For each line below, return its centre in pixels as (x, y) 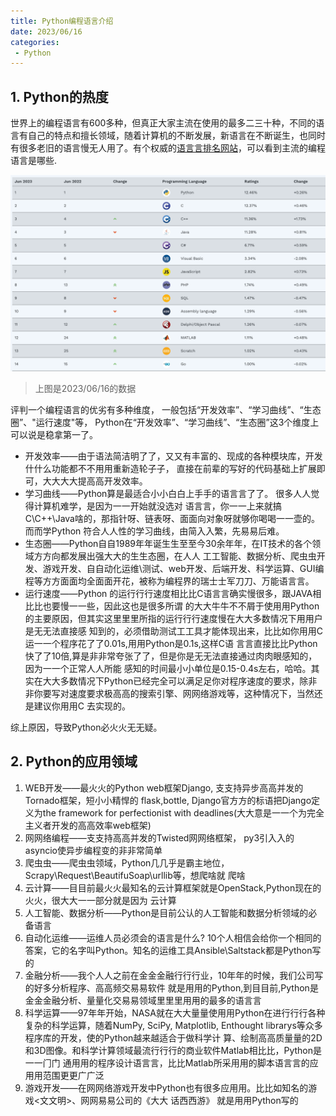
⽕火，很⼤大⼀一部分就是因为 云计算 (100, 900)
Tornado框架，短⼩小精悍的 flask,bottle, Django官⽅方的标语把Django (168, 800)
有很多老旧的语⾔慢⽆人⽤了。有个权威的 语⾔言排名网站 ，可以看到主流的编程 (168, 148)
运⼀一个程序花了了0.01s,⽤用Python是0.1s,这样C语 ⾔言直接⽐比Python (171, 644)
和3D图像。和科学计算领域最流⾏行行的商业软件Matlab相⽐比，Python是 (173, 1050)
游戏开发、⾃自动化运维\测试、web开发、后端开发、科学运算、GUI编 (183, 569)
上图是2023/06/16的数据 (85, 389)
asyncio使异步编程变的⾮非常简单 (93, 850)
